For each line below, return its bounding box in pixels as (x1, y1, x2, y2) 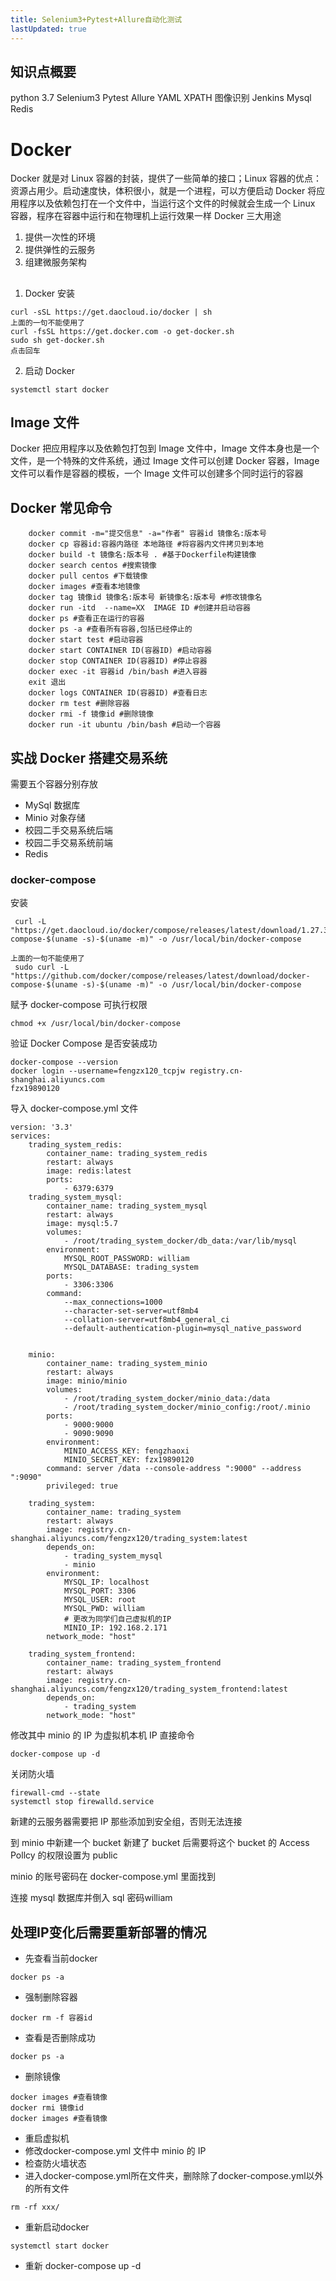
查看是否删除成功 (24, 2032, 96, 2044)
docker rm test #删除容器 (28, 699, 130, 709)
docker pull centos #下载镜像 (28, 571, 148, 581)
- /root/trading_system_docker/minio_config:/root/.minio (63, 1402, 311, 1413)
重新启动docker (24, 2221, 90, 2233)
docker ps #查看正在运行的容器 (28, 614, 145, 624)
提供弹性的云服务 (24, 244, 96, 256)
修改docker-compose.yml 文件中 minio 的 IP (24, 2145, 207, 2157)
